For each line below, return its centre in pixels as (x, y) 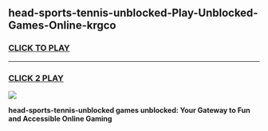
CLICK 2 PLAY (36, 78)
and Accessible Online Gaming (60, 118)
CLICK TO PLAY (39, 48)
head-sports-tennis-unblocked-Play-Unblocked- (133, 13)
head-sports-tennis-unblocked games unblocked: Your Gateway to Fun (129, 110)
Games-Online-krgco (62, 26)
